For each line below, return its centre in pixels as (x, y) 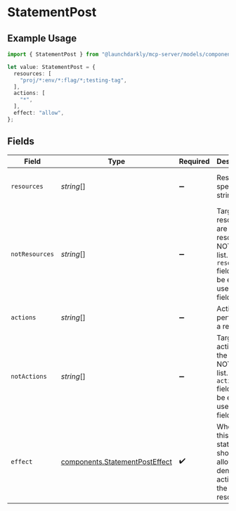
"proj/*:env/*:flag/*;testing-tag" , (74, 80)
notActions (29, 376)
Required (194, 161)
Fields (21, 141)
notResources (33, 254)
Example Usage (42, 38)
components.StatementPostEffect (116, 462)
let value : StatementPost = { (52, 67)
